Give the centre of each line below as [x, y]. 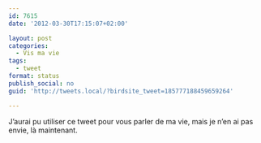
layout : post [30, 38]
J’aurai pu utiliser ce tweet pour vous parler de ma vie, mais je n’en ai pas [131, 121]
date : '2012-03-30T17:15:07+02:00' [68, 24]
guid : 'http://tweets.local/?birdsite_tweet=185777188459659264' [121, 91]
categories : [28, 45]
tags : [17, 61]
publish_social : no [41, 83]
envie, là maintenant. [43, 130]
